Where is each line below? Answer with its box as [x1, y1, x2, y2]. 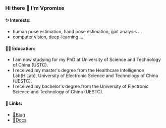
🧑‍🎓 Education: [5, 45, 36, 51]
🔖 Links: [5, 100, 23, 106]
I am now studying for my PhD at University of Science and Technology [12, 56, 161, 62]
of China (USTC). [12, 62, 48, 68]
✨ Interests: [5, 17, 31, 23]
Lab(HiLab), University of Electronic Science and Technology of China [12, 73, 158, 79]
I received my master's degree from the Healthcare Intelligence [12, 68, 144, 74]
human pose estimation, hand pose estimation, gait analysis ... [12, 29, 142, 35]
